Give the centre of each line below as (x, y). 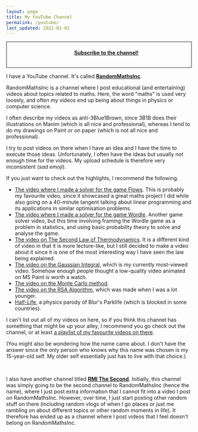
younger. (25, 296)
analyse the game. (37, 234)
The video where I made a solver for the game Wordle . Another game (99, 215)
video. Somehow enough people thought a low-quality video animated (100, 271)
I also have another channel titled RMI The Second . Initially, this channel (94, 379)
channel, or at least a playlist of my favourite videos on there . (80, 333)
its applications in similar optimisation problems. (73, 208)
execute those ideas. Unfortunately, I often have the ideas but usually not (95, 154)
